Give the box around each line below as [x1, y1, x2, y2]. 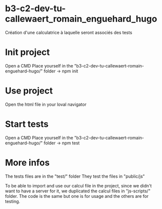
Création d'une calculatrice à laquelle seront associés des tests [5, 29, 133, 35]
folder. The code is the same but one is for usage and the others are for [5, 193, 149, 199]
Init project [5, 47, 50, 58]
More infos [5, 157, 50, 168]
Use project [5, 85, 53, 96]
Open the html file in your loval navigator [5, 101, 87, 107]
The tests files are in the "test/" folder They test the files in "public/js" [5, 173, 145, 179]
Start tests [5, 118, 49, 130]
